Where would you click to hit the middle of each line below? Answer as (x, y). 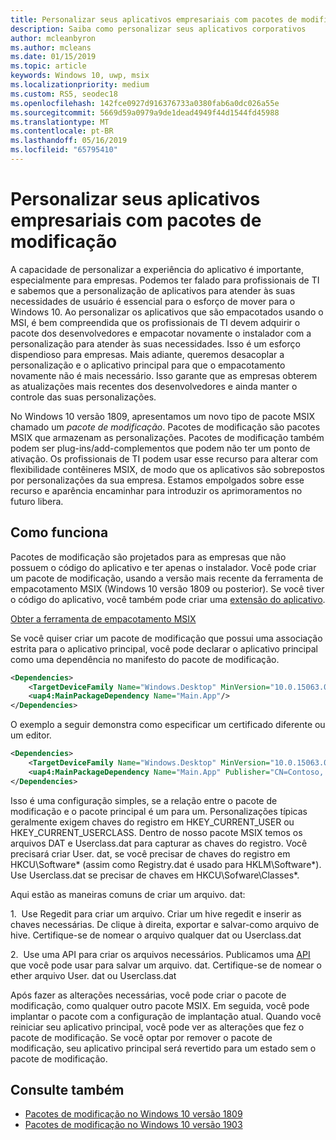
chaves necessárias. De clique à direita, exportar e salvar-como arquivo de (165, 924)
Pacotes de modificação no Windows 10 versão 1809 (133, 1114)
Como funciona (59, 532)
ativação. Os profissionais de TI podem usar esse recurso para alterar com (164, 458)
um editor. (31, 735)
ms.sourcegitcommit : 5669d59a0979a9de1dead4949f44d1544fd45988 (145, 112)
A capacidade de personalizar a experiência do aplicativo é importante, (157, 269)
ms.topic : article (48, 66)
